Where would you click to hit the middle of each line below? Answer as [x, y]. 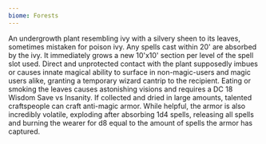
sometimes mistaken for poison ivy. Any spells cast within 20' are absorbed [133, 47]
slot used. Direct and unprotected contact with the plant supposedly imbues [133, 64]
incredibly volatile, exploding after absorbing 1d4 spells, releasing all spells [131, 114]
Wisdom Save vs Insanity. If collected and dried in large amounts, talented [130, 97]
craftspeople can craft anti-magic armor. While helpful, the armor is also [127, 106]
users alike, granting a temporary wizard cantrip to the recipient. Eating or [130, 80]
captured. [24, 131]
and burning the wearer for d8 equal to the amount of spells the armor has [131, 123]
